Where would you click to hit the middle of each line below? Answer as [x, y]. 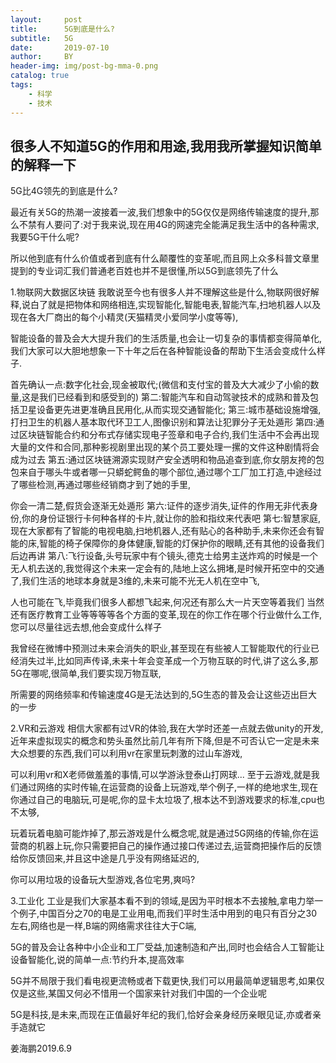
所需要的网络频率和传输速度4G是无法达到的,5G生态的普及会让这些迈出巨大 [164, 695]
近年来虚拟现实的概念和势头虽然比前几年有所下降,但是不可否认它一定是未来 [165, 741]
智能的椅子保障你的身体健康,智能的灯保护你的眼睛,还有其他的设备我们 [182, 543]
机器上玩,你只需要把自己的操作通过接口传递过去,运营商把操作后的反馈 [179, 846]
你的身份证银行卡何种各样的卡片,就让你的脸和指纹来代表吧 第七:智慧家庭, [171, 518]
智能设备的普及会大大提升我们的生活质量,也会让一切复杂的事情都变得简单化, [166, 338]
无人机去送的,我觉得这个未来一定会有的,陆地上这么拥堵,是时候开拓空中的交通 [167, 568]
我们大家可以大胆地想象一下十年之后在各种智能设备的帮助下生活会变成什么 [163, 351]
